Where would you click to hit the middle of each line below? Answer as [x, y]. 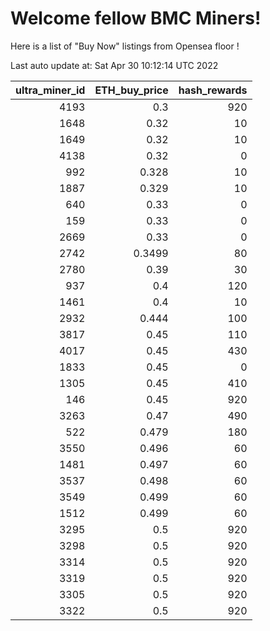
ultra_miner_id [50, 90]
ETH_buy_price [131, 90]
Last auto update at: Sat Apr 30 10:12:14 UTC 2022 [114, 65]
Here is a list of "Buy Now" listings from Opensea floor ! [125, 46]
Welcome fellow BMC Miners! [136, 18]
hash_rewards [213, 90]
